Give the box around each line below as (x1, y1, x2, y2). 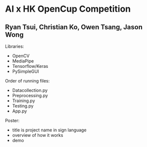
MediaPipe (12, 58, 34, 64)
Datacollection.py (12, 87, 48, 93)
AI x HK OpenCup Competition (5, 3, 131, 15)
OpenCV (12, 53, 30, 59)
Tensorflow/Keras (12, 63, 49, 69)
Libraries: (5, 43, 24, 49)
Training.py (12, 98, 35, 104)
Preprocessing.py (12, 93, 48, 98)
